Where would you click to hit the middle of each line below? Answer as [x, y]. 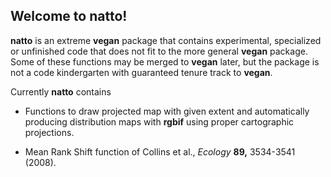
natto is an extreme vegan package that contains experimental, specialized [166, 40]
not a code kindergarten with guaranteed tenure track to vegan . [141, 72]
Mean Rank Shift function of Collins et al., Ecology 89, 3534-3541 [160, 151]
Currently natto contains [61, 91]
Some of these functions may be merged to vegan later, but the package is [165, 61]
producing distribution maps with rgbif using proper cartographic [159, 121]
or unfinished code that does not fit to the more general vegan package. [159, 51]
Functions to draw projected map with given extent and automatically [167, 111]
